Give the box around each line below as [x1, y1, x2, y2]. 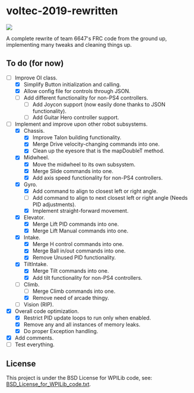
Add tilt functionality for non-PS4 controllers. [32, 274, 142, 281]
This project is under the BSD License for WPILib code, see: [6, 375, 152, 381]
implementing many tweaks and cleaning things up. [6, 41, 132, 48]
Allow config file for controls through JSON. [23, 87, 131, 94]
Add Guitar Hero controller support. [32, 114, 120, 121]
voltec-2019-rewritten [6, 4, 118, 18]
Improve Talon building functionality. [32, 134, 122, 141]
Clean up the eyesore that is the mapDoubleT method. [32, 147, 165, 155]
